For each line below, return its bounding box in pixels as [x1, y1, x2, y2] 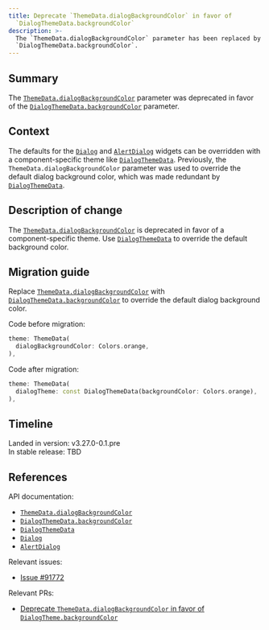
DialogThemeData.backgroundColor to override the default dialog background [8, 295, 260, 305]
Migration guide [8, 265, 90, 278]
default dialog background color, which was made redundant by [8, 171, 221, 181]
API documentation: [8, 492, 74, 501]
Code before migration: [8, 319, 86, 329]
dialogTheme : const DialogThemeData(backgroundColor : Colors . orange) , [15, 387, 258, 395]
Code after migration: [8, 364, 79, 374]
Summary [8, 72, 59, 85]
